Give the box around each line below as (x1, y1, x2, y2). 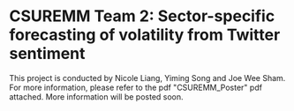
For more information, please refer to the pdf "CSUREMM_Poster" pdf (9, 82, 263, 92)
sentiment (9, 44, 86, 63)
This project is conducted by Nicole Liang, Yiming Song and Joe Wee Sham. (9, 72, 286, 83)
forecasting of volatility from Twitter (9, 25, 281, 45)
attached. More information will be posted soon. (9, 91, 184, 102)
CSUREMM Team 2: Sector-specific (9, 6, 275, 26)
